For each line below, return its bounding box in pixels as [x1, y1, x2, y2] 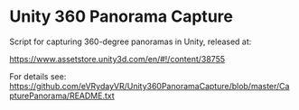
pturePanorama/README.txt [9, 90, 115, 101]
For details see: [9, 70, 67, 82]
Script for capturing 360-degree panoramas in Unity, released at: [9, 36, 252, 47]
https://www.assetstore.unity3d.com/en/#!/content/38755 [9, 53, 226, 64]
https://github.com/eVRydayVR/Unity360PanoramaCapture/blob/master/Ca [9, 80, 290, 91]
